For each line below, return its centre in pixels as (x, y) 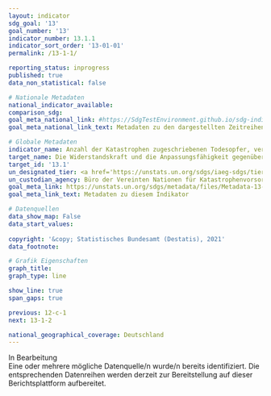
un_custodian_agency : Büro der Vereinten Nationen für (102, 179)
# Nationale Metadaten (46, 98)
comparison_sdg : (35, 113)
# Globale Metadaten (43, 142)
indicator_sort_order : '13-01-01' (67, 46)
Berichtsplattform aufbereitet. (57, 383)
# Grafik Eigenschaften (48, 261)
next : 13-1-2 (30, 320)
